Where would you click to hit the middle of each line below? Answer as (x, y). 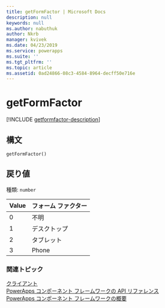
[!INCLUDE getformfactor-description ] (53, 119)
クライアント (22, 283)
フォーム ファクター (60, 206)
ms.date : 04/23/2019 (32, 46)
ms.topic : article (29, 68)
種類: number (21, 189)
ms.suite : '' (22, 56)
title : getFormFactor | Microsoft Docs (56, 12)
